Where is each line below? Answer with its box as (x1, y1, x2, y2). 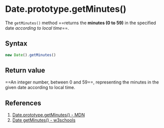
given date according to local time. (5, 85, 75, 90)
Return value (5, 66, 45, 75)
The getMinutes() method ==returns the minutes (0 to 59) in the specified (5, 20, 156, 26)
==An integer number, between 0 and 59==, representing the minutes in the (5, 79, 159, 85)
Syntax (5, 40, 28, 48)
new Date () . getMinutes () (5, 52, 56, 57)
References (5, 99, 41, 107)
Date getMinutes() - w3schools (12, 117, 76, 123)
